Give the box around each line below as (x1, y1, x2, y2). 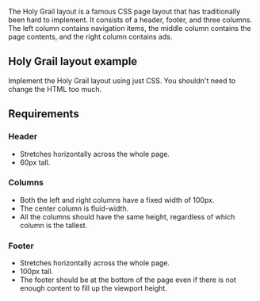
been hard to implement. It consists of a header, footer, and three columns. (8, 15, 252, 25)
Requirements (8, 107, 79, 121)
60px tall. (19, 158, 51, 167)
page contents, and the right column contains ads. (8, 32, 173, 41)
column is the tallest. (19, 220, 88, 230)
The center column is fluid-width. (19, 204, 129, 213)
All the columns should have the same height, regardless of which (19, 211, 235, 221)
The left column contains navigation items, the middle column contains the (8, 24, 251, 32)
